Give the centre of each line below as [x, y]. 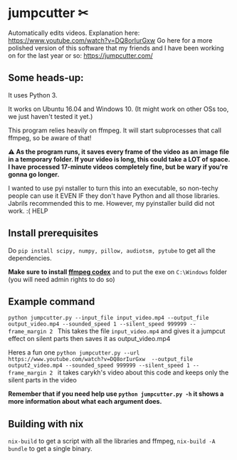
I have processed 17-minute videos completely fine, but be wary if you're [118, 167]
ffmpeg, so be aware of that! [50, 137]
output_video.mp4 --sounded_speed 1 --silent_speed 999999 [98, 324]
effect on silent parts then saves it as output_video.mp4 [89, 339]
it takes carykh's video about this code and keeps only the [143, 372]
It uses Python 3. [33, 95]
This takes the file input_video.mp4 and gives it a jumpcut [141, 331]
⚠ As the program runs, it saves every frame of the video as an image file [119, 152]
